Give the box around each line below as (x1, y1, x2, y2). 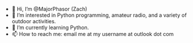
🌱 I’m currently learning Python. (11, 24, 89, 31)
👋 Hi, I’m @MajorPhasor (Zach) (11, 6, 88, 12)
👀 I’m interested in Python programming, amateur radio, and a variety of (11, 12, 187, 19)
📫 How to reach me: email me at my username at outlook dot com (11, 31, 174, 37)
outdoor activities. (11, 18, 56, 24)
